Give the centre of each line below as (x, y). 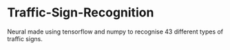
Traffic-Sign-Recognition (81, 13)
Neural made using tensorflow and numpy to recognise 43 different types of (115, 32)
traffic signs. (25, 38)
